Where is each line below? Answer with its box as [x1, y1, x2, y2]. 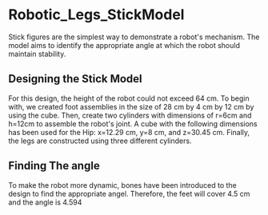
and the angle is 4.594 [8, 197, 82, 207]
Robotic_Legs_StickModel [8, 6, 185, 24]
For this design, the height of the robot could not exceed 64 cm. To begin [8, 94, 250, 103]
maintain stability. [8, 49, 66, 58]
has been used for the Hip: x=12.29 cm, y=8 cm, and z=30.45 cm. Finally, [8, 127, 250, 137]
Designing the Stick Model [8, 72, 142, 86]
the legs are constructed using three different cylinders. [8, 136, 192, 145]
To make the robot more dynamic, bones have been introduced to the [8, 180, 238, 189]
